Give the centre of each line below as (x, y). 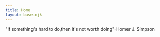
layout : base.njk (24, 15)
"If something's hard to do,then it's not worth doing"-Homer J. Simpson (80, 29)
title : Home (18, 10)
